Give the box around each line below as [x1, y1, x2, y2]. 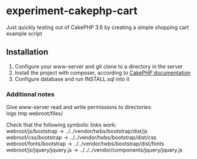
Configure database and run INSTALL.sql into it [14, 75, 130, 82]
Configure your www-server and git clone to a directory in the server [14, 63, 183, 70]
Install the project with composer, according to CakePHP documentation [14, 69, 191, 76]
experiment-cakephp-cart [6, 4, 138, 18]
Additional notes [6, 90, 55, 98]
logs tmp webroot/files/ [6, 110, 63, 117]
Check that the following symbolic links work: [6, 121, 117, 128]
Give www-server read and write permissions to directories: [6, 103, 153, 111]
